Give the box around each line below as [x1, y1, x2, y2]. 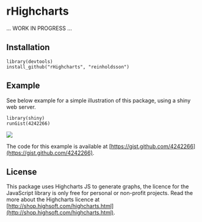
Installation [6, 42, 50, 53]
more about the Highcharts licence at [6, 196, 100, 203]
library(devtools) [6, 58, 53, 65]
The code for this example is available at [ [6, 142, 112, 150]
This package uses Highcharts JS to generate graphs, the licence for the [6, 183, 189, 190]
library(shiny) [6, 115, 45, 121]
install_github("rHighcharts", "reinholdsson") [6, 64, 130, 70]
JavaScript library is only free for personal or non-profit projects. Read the [6, 190, 193, 197]
